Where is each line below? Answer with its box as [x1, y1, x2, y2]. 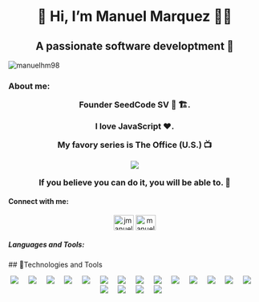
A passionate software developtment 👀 [35, 39, 234, 53]
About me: [8, 80, 51, 92]
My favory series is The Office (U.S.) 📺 [57, 140, 212, 151]
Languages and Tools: [8, 239, 85, 249]
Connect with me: [8, 197, 70, 206]
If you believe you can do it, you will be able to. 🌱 [38, 177, 231, 188]
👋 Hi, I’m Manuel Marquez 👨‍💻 [37, 7, 233, 26]
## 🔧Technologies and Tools [8, 259, 103, 269]
